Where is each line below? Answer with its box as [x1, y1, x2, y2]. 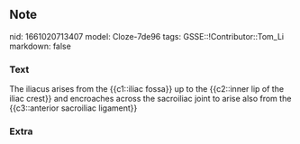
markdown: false [9, 40, 72, 51]
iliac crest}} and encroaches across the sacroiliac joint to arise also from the [9, 94, 292, 104]
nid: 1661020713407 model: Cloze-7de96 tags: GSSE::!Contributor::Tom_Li [9, 31, 285, 41]
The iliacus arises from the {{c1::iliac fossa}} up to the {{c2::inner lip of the [9, 84, 285, 94]
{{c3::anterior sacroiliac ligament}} [9, 103, 138, 113]
